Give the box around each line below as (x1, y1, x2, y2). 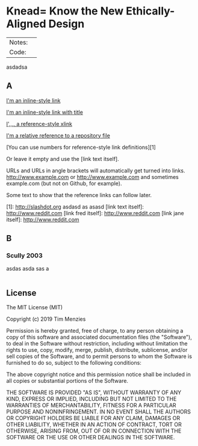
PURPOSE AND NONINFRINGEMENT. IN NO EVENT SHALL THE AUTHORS (6, 408, 191, 415)
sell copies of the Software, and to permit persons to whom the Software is (6, 353, 193, 360)
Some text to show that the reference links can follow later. (6, 191, 152, 198)
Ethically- (125, 4, 175, 18)
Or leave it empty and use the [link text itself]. (6, 155, 119, 162)
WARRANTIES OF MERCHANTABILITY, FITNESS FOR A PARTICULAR (6, 402, 176, 409)
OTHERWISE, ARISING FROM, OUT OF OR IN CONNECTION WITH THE (6, 427, 182, 435)
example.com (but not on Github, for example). (6, 180, 122, 187)
